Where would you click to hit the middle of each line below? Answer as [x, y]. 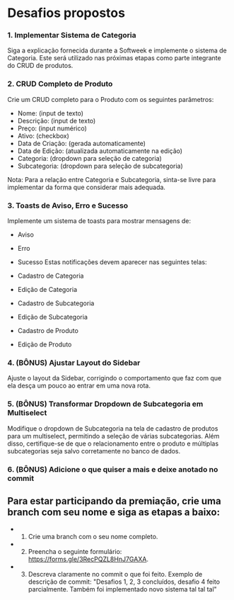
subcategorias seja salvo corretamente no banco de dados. [94, 451]
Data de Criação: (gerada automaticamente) [82, 143]
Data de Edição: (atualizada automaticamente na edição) [100, 151]
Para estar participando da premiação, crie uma [114, 501]
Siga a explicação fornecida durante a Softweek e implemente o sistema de [117, 50]
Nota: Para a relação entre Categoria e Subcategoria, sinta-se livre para [112, 179]
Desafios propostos [66, 13]
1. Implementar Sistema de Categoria [72, 35]
